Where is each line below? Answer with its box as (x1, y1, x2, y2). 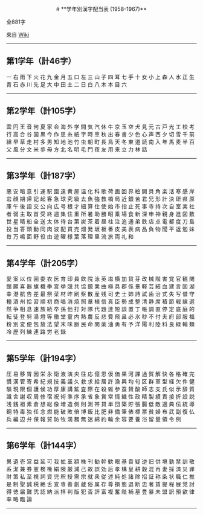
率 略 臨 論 (6, 495, 32, 502)
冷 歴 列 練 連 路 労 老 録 (6, 328, 66, 336)
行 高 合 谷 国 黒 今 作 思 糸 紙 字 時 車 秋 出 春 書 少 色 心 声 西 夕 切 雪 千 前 (6, 130, 195, 138)
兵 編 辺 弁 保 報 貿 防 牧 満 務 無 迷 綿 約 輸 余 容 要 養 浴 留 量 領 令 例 (6, 415, 181, 423)
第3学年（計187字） (6, 171, 80, 181)
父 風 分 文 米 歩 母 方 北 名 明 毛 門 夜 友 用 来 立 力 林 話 (6, 146, 147, 153)
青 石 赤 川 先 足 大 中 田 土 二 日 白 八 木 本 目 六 (6, 80, 127, 88)
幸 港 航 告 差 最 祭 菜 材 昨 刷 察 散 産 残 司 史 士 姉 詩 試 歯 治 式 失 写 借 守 (6, 290, 195, 298)
